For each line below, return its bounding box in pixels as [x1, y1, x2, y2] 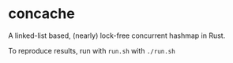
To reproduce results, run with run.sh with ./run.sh [8, 46, 175, 55]
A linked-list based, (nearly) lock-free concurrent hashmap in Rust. [8, 31, 226, 40]
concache [8, 5, 75, 23]
